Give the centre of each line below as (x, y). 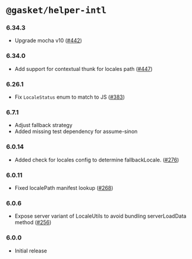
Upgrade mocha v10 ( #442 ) (48, 41)
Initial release (31, 251)
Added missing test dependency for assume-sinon (76, 131)
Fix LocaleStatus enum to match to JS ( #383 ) (70, 97)
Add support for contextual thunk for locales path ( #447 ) (84, 69)
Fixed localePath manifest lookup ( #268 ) (64, 187)
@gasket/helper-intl (57, 10)
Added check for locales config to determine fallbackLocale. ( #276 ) (97, 160)
